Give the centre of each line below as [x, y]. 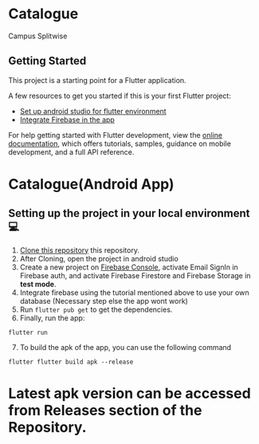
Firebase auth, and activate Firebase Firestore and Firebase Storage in [135, 275]
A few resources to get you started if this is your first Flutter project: [120, 96]
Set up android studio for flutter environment [93, 111]
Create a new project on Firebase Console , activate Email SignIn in [129, 267]
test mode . [38, 284]
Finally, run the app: [52, 318]
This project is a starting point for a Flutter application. [97, 80]
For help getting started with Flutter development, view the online [116, 135]
